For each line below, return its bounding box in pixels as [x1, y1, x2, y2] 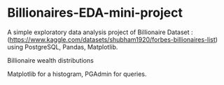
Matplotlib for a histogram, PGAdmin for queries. [7, 70, 147, 78]
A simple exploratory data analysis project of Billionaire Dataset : [7, 28, 194, 36]
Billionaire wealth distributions [7, 56, 94, 64]
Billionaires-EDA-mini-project [7, 5, 183, 21]
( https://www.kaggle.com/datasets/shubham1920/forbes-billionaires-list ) [7, 35, 218, 43]
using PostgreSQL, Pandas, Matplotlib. [7, 42, 118, 51]
